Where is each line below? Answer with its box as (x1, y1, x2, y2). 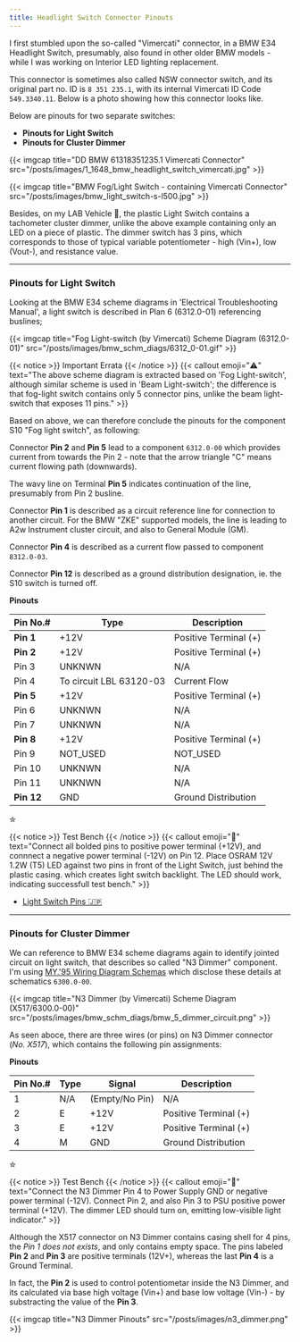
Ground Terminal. (9, 1261, 73, 1271)
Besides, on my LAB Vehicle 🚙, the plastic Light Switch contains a (9, 207, 250, 219)
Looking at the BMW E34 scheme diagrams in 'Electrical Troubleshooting (9, 297, 279, 307)
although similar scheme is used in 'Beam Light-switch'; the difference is (9, 379, 277, 390)
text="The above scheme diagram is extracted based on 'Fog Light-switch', (9, 369, 287, 380)
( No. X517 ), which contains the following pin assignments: (9, 1039, 222, 1050)
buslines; (9, 315, 43, 326)
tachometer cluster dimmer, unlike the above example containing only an (9, 217, 277, 228)
